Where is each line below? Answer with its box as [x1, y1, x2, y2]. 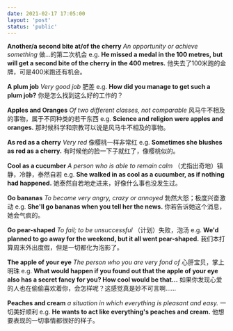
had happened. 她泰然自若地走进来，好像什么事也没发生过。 [7, 179, 182, 188]
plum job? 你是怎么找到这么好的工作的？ [7, 91, 124, 99]
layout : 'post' [7, 17, 51, 24]
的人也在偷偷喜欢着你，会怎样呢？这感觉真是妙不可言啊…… [7, 284, 177, 293]
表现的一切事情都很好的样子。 [13, 316, 99, 325]
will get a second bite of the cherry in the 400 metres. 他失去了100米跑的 [7, 59, 220, 67]
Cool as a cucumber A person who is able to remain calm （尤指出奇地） [7, 161, 218, 170]
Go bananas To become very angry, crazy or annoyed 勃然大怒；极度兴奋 [7, 194, 220, 202]
